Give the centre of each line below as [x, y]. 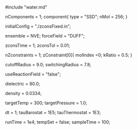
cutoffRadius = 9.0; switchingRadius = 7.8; [48, 65]
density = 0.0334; [24, 93]
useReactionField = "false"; [33, 74]
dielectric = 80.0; [23, 84]
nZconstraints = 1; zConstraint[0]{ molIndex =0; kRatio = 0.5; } [69, 55]
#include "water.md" [26, 7]
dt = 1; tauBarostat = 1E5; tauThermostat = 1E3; [53, 112]
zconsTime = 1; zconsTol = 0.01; [38, 45]
